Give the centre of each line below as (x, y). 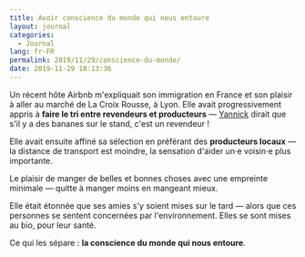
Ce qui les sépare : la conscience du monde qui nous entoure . (127, 242)
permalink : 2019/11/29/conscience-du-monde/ (95, 60)
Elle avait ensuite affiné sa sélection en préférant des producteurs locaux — (153, 141)
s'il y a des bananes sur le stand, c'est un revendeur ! (110, 123)
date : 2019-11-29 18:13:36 (61, 69)
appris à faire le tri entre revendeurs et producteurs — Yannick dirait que (148, 114)
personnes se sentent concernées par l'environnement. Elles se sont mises (150, 215)
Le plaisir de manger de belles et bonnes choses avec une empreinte (139, 178)
